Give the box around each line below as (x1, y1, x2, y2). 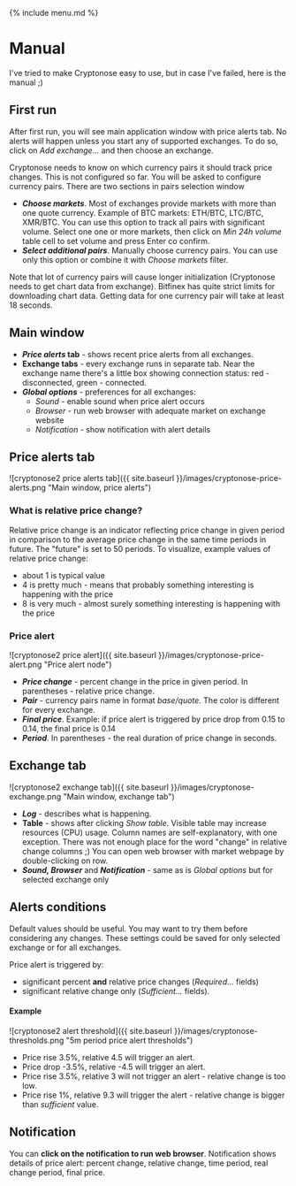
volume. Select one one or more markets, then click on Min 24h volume (21, 226, 283, 237)
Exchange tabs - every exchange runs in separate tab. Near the (21, 358, 255, 369)
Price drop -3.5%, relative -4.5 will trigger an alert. (21, 1061, 206, 1072)
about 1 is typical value (21, 570, 106, 580)
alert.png (9, 659, 42, 670)
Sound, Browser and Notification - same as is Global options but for (21, 864, 274, 875)
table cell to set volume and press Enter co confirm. (21, 235, 210, 246)
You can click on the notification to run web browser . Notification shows (9, 1148, 277, 1159)
